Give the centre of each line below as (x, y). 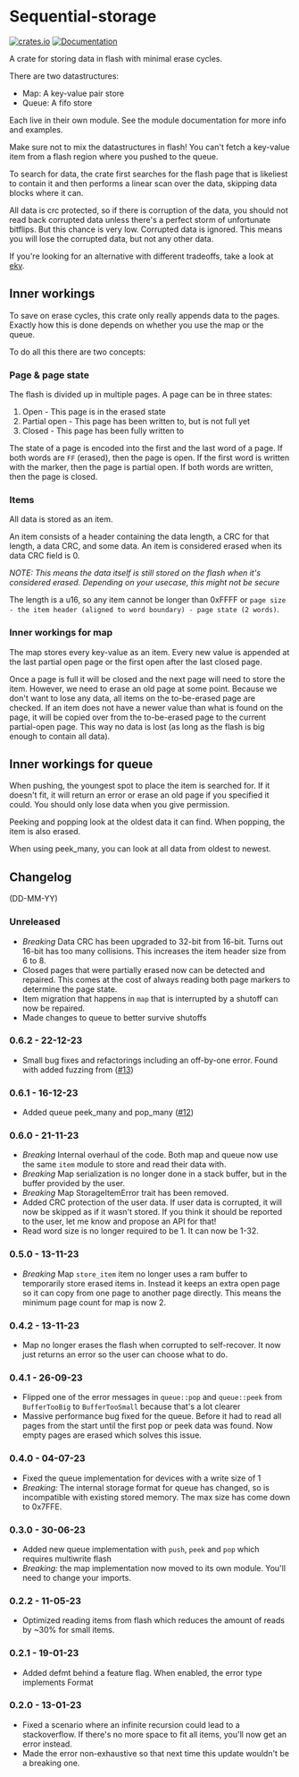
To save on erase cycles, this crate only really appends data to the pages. (145, 315)
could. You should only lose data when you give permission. (120, 805)
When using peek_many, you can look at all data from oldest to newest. (140, 849)
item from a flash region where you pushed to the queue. (114, 156)
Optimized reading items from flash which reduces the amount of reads (154, 1620)
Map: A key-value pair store (73, 93)
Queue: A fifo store (57, 103)
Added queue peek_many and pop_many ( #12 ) (108, 1113)
